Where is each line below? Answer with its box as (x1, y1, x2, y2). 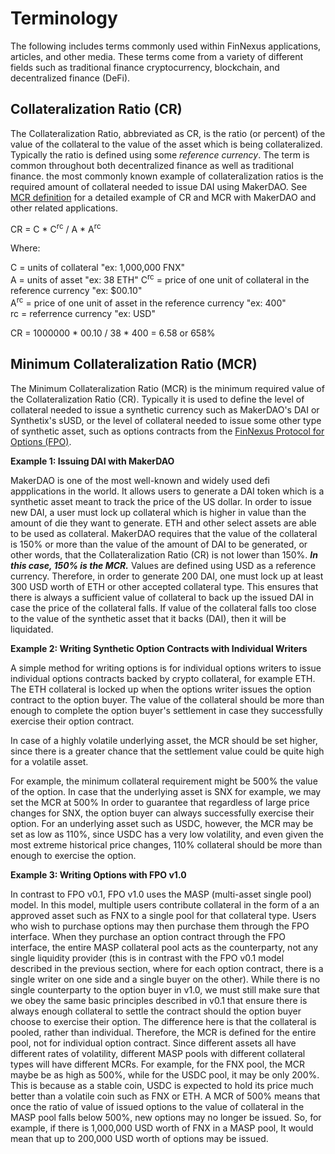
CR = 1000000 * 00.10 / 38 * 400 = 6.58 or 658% (10, 327, 216, 339)
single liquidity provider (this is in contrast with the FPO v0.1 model (10, 952, 285, 964)
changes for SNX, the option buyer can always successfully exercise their (10, 807, 315, 819)
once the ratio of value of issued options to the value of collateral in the (10, 1100, 305, 1112)
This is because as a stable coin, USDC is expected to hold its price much (10, 1079, 314, 1091)
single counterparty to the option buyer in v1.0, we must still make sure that (10, 983, 320, 996)
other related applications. (10, 202, 119, 214)
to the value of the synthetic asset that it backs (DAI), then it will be (10, 612, 287, 624)
